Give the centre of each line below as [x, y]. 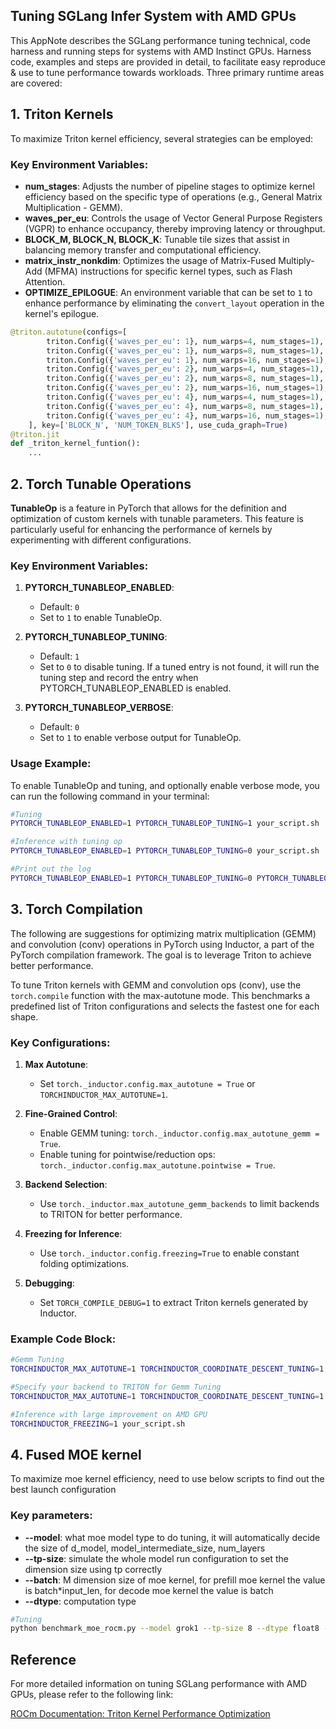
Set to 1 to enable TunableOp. [101, 618]
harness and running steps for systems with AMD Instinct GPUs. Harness [161, 51]
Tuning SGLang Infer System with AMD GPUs [153, 16]
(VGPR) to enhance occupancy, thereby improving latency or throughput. [175, 228]
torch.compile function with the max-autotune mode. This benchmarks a [160, 995]
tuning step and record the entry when [119, 678]
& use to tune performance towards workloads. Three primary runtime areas [167, 72]
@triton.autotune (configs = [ [69, 332]
